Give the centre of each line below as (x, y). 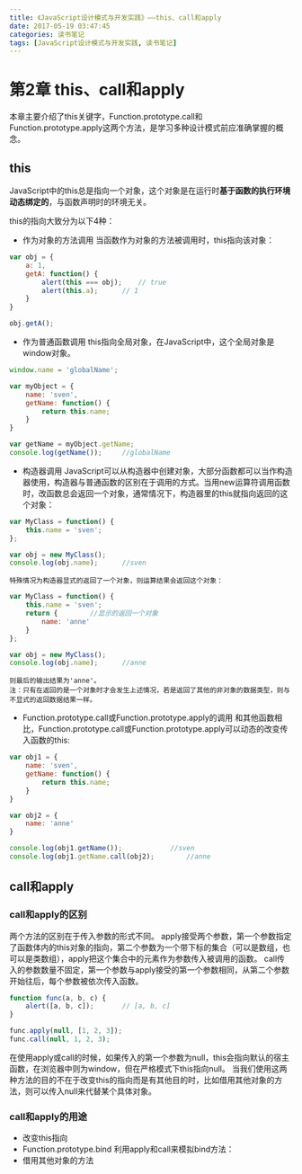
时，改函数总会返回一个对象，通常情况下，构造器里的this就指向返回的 (151, 493)
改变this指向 (45, 1138)
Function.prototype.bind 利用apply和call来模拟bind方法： (128, 1149)
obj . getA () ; (31, 324)
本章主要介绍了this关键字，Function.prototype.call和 (106, 117)
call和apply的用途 (49, 1116)
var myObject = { (42, 386)
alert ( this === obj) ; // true (104, 282)
